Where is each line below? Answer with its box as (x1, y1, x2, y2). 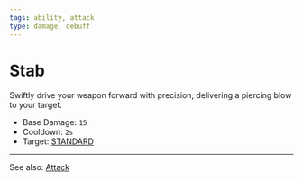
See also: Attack (9, 162, 70, 173)
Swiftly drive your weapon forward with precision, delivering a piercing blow (9, 90, 292, 101)
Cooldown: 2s (22, 127, 74, 138)
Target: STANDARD (22, 136, 95, 147)
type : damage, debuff (9, 22, 91, 31)
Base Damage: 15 (22, 117, 87, 128)
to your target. (9, 100, 63, 111)
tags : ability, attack (9, 13, 95, 23)
